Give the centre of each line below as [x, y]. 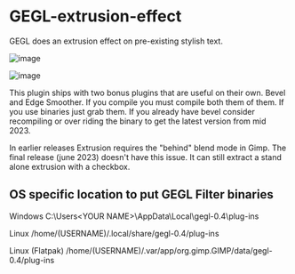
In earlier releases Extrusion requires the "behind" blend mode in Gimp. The [148, 148]
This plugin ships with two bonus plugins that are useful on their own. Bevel [147, 93]
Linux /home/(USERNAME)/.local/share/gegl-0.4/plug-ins [114, 233]
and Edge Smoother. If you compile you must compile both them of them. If [147, 102]
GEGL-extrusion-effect [96, 16]
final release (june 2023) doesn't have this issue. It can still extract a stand [146, 157]
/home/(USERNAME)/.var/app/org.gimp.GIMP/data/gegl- [169, 250]
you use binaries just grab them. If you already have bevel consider [132, 111]
